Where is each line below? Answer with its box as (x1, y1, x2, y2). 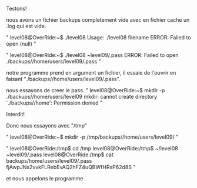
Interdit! (6, 111, 25, 117)
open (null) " (6, 41, 36, 47)
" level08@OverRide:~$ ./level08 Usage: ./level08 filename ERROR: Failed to (6, 34, 191, 41)
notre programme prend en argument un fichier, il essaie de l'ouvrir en (6, 69, 176, 76)
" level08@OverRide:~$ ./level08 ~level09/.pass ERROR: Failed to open (6, 52, 179, 58)
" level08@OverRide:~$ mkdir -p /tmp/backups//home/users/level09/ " (6, 133, 179, 140)
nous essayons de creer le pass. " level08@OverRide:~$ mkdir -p (6, 87, 165, 93)
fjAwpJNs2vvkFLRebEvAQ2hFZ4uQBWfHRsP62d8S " (6, 164, 136, 170)
